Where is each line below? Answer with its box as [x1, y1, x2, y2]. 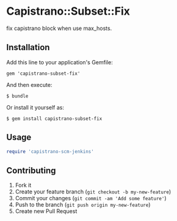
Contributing [6, 165, 56, 176]
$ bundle [6, 93, 29, 99]
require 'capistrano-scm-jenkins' [6, 148, 95, 154]
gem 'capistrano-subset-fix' [6, 70, 81, 77]
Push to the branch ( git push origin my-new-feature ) [15, 201, 151, 209]
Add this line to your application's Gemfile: [6, 58, 113, 66]
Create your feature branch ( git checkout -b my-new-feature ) [15, 188, 172, 195]
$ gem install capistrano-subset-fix [6, 115, 103, 122]
